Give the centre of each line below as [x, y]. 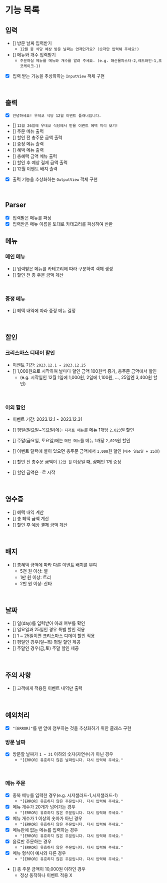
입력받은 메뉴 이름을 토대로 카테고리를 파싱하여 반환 [62, 224]
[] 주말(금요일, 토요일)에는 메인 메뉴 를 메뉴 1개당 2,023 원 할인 [71, 440]
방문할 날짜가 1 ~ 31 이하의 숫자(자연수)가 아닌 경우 [63, 754]
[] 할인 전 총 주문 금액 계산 [38, 275]
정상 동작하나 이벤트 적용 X [46, 876]
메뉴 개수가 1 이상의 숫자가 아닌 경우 [47, 818]
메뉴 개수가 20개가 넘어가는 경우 [44, 807]
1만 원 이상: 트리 [35, 577]
